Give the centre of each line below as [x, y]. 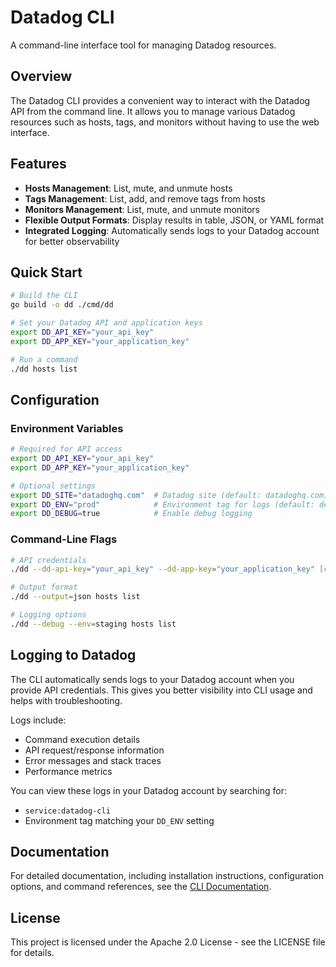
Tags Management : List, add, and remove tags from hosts [145, 198]
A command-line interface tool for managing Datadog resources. [143, 45]
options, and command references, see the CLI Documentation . [141, 887]
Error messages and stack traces [93, 760]
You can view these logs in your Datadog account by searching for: [148, 790]
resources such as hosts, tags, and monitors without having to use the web [165, 122]
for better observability [72, 241]
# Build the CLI [44, 296]
